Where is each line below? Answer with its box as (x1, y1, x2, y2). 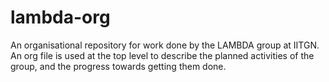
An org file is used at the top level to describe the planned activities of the (10, 49, 315, 61)
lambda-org (10, 6, 111, 29)
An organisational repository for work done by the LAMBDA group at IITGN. (10, 39, 320, 51)
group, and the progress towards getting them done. (10, 60, 227, 72)
